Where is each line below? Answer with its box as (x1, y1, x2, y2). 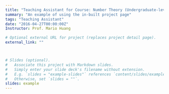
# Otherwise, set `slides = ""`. (5, 76, 80, 81)
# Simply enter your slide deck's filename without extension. (5, 67, 145, 72)
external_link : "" (5, 40, 44, 45)
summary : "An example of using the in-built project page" (5, 12, 132, 17)
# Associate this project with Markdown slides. (5, 62, 114, 67)
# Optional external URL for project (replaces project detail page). (5, 35, 156, 40)
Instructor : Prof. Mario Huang (5, 26, 71, 31)
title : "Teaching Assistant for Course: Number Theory (5, 7, 123, 13)
